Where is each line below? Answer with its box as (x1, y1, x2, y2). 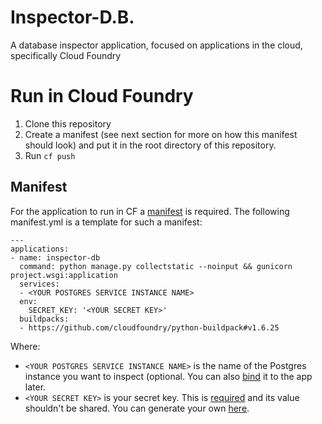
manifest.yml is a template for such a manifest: (10, 216, 203, 228)
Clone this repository (24, 117, 112, 130)
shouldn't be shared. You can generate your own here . (24, 402, 250, 414)
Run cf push (24, 149, 76, 161)
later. (24, 381, 47, 393)
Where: (10, 340, 41, 352)
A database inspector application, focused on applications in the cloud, (10, 39, 303, 51)
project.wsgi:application (10, 270, 118, 280)
